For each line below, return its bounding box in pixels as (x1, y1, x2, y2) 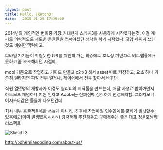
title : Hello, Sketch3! (5, 12, 54, 17)
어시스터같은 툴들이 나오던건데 (5, 98, 63, 104)
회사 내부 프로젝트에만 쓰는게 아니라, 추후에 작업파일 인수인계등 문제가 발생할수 (5, 108, 155, 114)
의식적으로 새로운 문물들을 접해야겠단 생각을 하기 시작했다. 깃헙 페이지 (14, 36, 147, 42)
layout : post (5, 7, 32, 12)
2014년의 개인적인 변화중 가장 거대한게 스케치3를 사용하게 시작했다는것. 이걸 (5, 30, 150, 36)
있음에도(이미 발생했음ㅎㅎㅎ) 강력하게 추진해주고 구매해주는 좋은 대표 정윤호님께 (5, 114, 158, 120)
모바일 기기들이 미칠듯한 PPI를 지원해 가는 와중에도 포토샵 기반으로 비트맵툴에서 (5, 53, 156, 58)
